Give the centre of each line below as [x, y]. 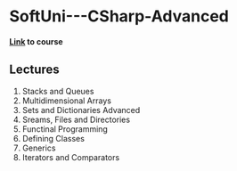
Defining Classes [53, 138]
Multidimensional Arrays [66, 101]
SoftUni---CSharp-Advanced [119, 16]
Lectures [34, 70]
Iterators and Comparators [71, 157]
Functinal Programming [65, 129]
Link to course [37, 41]
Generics [39, 148]
